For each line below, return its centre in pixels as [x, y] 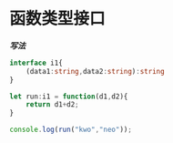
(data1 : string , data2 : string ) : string [96, 71]
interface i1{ [36, 63]
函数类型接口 [58, 19]
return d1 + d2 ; [52, 105]
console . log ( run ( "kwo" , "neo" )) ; [71, 130]
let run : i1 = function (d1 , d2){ [69, 97]
